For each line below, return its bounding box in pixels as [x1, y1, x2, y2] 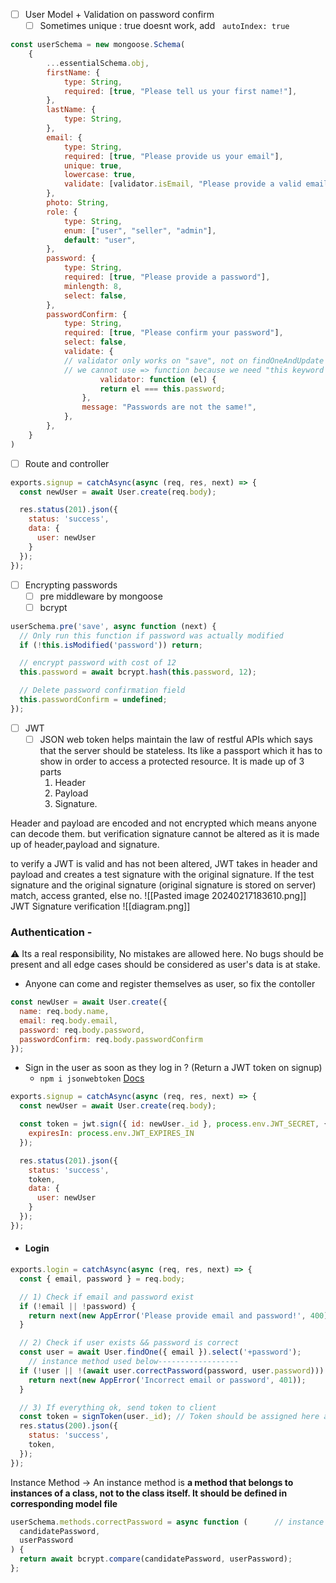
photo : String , [46, 198, 110, 208]
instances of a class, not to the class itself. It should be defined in [10, 1487, 288, 1499]
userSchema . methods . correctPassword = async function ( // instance [10, 1517, 325, 1527]
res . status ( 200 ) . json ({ [19, 1421, 118, 1431]
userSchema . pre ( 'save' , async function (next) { [10, 621, 217, 631]
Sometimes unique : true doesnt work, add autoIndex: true [39, 20, 290, 32]
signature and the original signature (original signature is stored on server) [10, 879, 317, 891]
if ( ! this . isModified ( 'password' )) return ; [19, 640, 203, 650]
